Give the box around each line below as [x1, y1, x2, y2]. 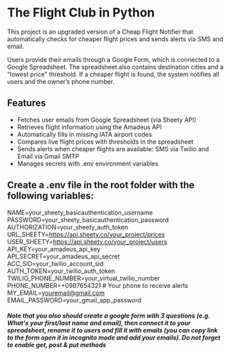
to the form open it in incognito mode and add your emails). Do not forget [7, 333, 220, 342]
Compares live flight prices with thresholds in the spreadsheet [17, 137, 194, 146]
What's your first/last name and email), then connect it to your [7, 319, 191, 327]
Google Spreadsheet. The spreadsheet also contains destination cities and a [7, 63, 224, 71]
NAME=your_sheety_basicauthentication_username [7, 208, 154, 216]
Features [7, 98, 46, 109]
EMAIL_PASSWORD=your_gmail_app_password [7, 296, 142, 304]
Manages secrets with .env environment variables [17, 159, 158, 168]
